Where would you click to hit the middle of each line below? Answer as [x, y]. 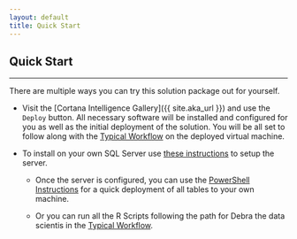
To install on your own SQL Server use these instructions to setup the [148, 154]
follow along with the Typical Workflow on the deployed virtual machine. [153, 136]
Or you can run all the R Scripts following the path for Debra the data [160, 216]
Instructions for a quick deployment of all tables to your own [145, 189]
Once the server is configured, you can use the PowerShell [142, 180]
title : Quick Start [45, 26]
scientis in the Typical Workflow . [94, 226]
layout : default [39, 17]
